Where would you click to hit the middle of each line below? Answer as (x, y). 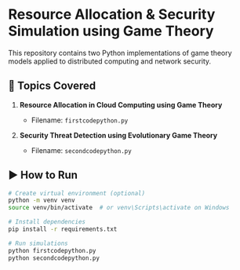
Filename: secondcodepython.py (81, 150)
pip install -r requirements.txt (63, 229)
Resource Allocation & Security (112, 15)
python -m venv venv (42, 201)
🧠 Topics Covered (52, 86)
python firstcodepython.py (52, 250)
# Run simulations (38, 243)
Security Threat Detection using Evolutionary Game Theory (118, 135)
